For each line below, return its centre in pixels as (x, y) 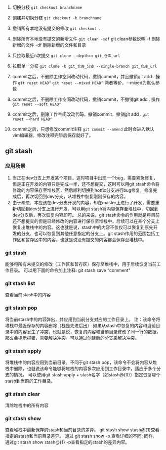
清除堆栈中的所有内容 (27, 405)
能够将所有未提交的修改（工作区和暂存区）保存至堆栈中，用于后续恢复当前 (81, 264)
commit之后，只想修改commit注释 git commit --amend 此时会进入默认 (83, 129)
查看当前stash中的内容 (28, 295)
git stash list (20, 283)
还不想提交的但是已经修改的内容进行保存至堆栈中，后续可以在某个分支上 (86, 221)
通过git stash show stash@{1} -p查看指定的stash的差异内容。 (67, 442)
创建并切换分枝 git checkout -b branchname (57, 18)
